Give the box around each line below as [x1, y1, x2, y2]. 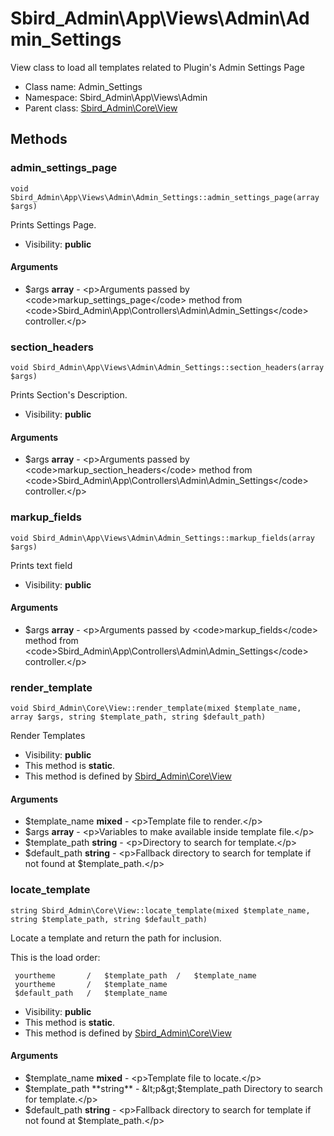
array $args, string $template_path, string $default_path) [10, 712, 267, 722]
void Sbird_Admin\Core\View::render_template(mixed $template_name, [10, 703, 302, 714]
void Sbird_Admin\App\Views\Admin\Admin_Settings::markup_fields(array [10, 533, 315, 543]
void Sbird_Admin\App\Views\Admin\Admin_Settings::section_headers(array [10, 363, 325, 373]
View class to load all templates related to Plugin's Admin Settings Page [10, 61, 305, 73]
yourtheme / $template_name [14, 979, 168, 989]
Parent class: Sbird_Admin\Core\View [24, 102, 178, 114]
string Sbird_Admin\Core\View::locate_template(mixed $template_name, [10, 905, 311, 916]
